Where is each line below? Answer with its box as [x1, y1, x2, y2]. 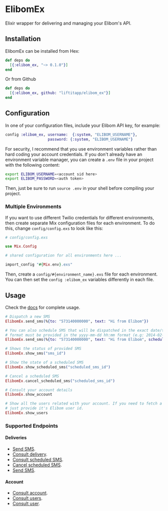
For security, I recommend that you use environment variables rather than [5, 146, 157, 152]
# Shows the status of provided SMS [5, 346, 81, 351]
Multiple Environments [5, 203, 61, 210]
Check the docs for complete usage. [5, 304, 80, 310]
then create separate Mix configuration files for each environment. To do [5, 220, 155, 226]
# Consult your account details [5, 388, 72, 393]
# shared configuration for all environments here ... [5, 253, 122, 258]
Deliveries [5, 435, 27, 441]
